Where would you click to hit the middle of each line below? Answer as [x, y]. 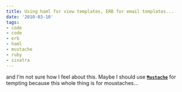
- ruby [14, 55]
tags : [13, 22]
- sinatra [18, 60]
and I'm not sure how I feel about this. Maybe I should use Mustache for [91, 77]
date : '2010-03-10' [30, 17]
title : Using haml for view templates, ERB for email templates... [90, 11]
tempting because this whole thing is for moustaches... [72, 83]
